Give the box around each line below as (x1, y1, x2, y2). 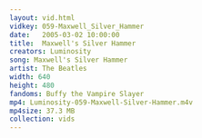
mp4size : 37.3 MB (9, 106, 76, 115)
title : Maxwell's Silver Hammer (9, 38, 136, 48)
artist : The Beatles (9, 64, 88, 74)
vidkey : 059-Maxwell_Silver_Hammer (9, 22, 145, 31)
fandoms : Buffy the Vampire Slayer (9, 89, 145, 98)
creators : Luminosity (9, 47, 92, 56)
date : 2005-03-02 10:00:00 (9, 30, 120, 39)
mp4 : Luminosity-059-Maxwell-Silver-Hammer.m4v (9, 97, 194, 107)
